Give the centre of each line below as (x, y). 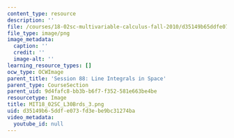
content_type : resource (42, 14)
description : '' (31, 20)
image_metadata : (31, 40)
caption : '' (31, 46)
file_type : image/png (39, 33)
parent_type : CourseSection (48, 85)
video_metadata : (31, 117)
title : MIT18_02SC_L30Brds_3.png (56, 105)
